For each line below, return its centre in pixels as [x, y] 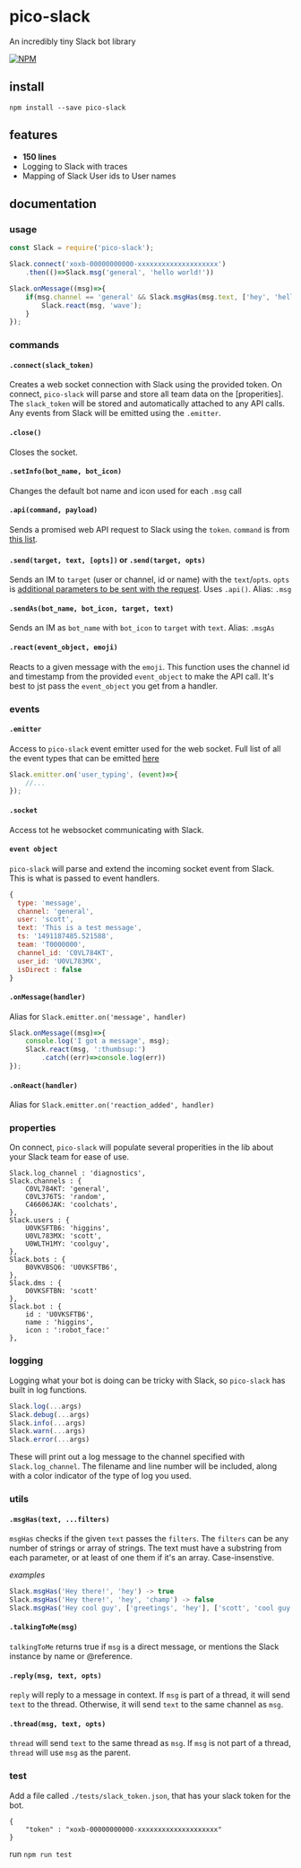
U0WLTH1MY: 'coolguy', [68, 1244]
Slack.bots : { [38, 1260]
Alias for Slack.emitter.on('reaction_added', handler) [112, 1105]
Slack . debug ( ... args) [50, 1414]
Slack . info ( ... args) [48, 1423]
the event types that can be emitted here [84, 758]
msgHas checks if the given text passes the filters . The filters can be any [149, 1539]
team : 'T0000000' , [52, 944]
